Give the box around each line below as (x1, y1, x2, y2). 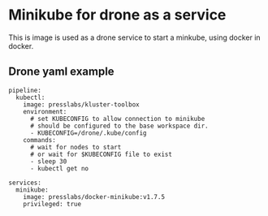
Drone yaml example (8, 65, 115, 79)
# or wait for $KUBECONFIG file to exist (29, 150, 173, 158)
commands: (23, 136, 57, 144)
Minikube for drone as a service (8, 6, 227, 24)
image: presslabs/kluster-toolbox (23, 100, 140, 109)
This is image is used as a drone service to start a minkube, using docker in (8, 32, 262, 42)
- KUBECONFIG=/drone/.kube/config (29, 128, 148, 137)
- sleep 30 (29, 157, 67, 166)
